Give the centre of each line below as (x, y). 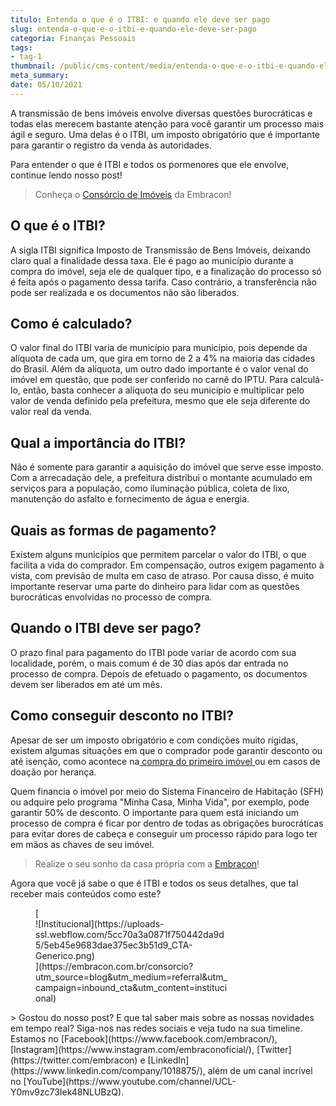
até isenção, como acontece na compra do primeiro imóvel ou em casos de (165, 761)
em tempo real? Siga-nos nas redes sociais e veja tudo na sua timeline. (156, 1028)
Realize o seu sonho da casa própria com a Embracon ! (147, 863)
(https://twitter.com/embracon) (74, 1060)
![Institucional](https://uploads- (100, 923)
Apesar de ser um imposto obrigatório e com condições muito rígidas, (154, 740)
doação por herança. (53, 772)
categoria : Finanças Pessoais (73, 38)
